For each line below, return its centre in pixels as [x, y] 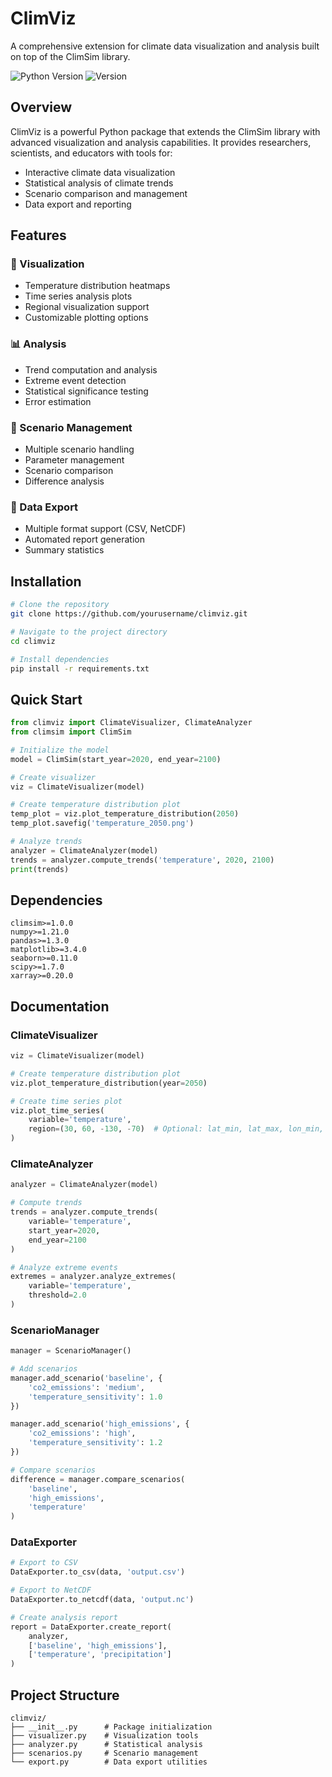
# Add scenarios [44, 1369]
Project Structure [65, 1695]
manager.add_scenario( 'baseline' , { [86, 1378]
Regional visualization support [87, 307]
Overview [41, 107]
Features [38, 235]
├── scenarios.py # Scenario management [104, 1753]
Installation [46, 581]
